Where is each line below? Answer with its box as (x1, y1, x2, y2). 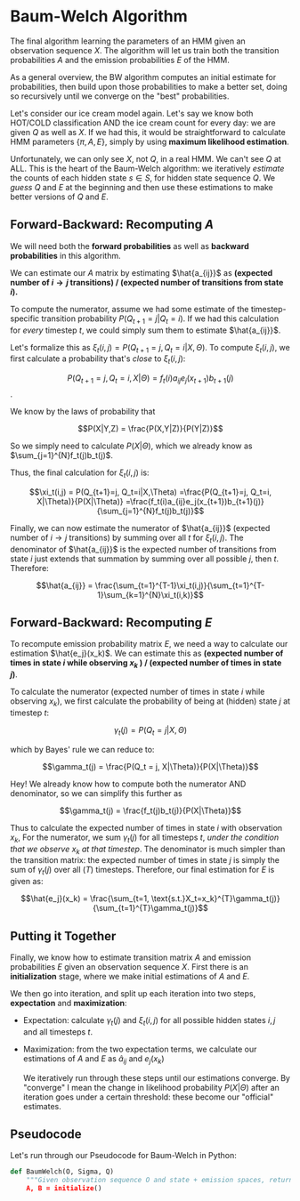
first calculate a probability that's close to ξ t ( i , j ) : (10, 353, 186, 367)
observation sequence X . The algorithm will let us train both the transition (10, 44, 280, 55)
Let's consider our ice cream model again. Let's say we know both (10, 108, 254, 118)
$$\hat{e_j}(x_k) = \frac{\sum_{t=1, (20, 893, 150, 904)
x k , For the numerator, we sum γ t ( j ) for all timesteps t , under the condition (10, 832, 280, 844)
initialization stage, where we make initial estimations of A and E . (10, 971, 250, 981)
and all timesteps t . (22, 1026, 93, 1037)
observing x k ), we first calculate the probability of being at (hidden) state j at (10, 696, 291, 708)
